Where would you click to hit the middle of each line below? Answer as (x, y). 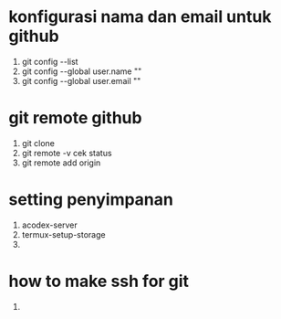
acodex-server (50, 225)
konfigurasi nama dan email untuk (140, 17)
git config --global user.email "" (81, 80)
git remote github (75, 118)
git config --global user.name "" (82, 71)
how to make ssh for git (99, 282)
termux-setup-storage (63, 234)
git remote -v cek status (67, 153)
